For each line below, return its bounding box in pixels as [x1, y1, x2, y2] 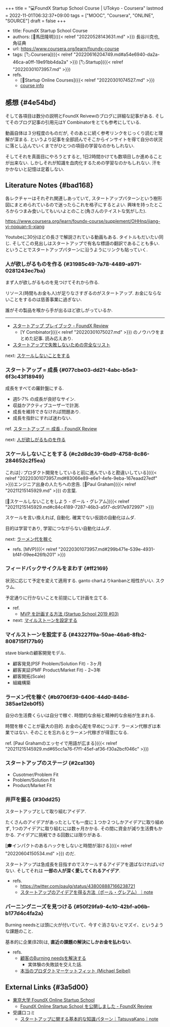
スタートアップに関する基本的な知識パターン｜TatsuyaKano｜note [20, 1016, 158, 1022]
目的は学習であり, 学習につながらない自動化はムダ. [5, 525, 111, 531]
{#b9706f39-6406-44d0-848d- [48, 694, 130, 701]
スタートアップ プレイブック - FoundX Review [12, 323, 109, 329]
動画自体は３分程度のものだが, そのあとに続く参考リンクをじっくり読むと [5, 130, 158, 136]
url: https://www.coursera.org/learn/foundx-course [12, 46, 119, 52]
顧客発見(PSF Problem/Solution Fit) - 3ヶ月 [12, 661, 102, 667]
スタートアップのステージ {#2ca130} [5, 760, 95, 767]
